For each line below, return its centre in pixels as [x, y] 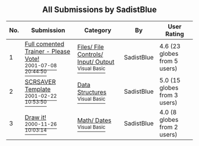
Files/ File [91, 47]
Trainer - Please [47, 51]
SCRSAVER [40, 81]
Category [97, 30]
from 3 [169, 95]
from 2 [169, 127]
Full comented [44, 44]
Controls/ [90, 54]
